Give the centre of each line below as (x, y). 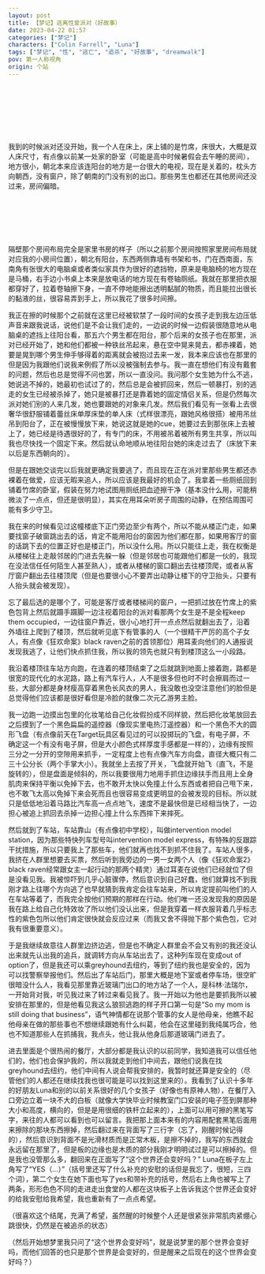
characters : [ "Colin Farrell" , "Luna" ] (74, 45)
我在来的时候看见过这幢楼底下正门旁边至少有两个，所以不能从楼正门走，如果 (132, 526)
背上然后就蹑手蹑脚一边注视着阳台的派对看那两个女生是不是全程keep (134, 611)
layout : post (30, 15)
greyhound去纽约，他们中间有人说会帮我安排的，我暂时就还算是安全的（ (126, 1070)
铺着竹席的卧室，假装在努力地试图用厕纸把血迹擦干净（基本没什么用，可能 (129, 489)
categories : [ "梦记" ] (43, 37)
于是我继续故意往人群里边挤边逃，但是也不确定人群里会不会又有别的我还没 (129, 945)
